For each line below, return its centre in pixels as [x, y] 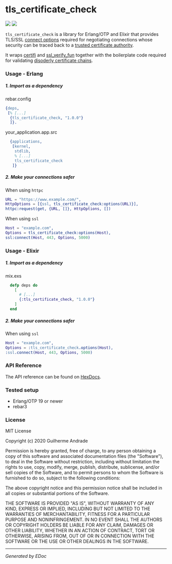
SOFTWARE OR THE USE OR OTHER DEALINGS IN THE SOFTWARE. [77, 541]
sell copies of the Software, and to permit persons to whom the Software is [84, 473]
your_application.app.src [31, 132]
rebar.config [18, 99]
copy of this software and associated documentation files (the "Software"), [84, 456]
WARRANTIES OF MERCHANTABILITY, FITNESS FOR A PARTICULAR [78, 514]
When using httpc [24, 190]
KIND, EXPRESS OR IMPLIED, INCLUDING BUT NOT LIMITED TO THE [78, 509]
